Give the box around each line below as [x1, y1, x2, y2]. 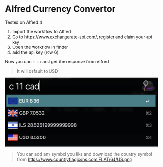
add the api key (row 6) [12, 49, 59, 55]
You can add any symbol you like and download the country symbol [16, 152, 153, 157]
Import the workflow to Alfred [12, 29, 71, 34]
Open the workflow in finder [12, 44, 68, 50]
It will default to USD [16, 68, 58, 74]
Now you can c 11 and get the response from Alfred [5, 59, 109, 64]
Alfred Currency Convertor [5, 3, 115, 15]
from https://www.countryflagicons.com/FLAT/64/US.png [16, 156, 132, 163]
